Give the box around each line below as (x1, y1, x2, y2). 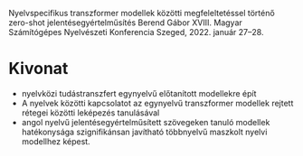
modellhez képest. (21, 135, 91, 147)
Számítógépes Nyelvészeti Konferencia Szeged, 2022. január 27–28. (8, 27, 264, 37)
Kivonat (8, 59, 69, 79)
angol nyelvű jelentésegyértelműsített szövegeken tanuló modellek (21, 116, 270, 127)
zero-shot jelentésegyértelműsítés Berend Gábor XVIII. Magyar (8, 17, 243, 28)
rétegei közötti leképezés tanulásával (21, 107, 160, 118)
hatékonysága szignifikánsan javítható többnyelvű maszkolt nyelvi (21, 126, 268, 137)
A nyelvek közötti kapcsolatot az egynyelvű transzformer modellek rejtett (21, 97, 294, 108)
